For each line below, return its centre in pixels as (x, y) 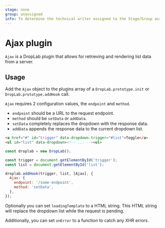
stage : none (17, 10)
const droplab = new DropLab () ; (38, 151)
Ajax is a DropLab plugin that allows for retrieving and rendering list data (78, 56)
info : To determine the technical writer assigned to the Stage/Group (79, 19)
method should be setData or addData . (49, 119)
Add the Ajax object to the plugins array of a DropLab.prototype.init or (77, 89)
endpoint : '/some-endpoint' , (44, 183)
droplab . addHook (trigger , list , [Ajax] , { (49, 174)
